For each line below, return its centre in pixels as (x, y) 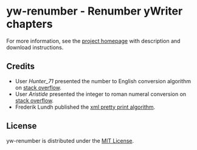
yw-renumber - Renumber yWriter (95, 11)
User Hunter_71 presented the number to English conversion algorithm (103, 81)
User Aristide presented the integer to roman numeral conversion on (101, 94)
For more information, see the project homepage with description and (93, 41)
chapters (29, 24)
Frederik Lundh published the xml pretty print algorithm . (85, 107)
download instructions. (35, 47)
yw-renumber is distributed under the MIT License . (70, 140)
